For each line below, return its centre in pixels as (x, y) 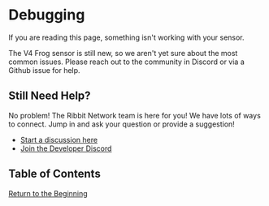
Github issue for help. (44, 70)
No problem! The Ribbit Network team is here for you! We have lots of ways (135, 115)
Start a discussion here (59, 139)
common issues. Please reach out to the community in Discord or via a (127, 62)
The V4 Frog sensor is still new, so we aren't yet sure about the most (123, 53)
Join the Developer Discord (66, 148)
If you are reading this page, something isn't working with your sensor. (127, 37)
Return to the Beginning (48, 193)
